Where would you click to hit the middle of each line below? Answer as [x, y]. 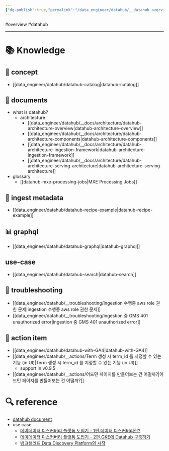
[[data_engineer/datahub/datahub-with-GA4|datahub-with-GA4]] [80, 350]
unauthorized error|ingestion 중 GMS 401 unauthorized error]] [76, 322]
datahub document [32, 419]
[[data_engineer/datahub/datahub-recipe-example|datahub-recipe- [82, 210]
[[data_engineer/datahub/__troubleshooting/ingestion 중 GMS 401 [80, 315]
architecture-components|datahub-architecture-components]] [92, 139]
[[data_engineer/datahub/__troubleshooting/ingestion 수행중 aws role [83, 303]
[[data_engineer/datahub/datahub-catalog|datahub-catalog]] [76, 84]
